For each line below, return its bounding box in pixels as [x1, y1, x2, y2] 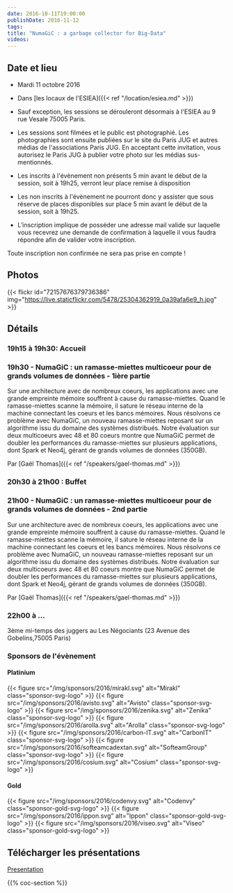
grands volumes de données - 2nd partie [7, 505, 148, 514]
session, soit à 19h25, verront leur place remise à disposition [17, 178, 191, 187]
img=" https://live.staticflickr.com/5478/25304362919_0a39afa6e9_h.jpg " [7, 295, 217, 303]
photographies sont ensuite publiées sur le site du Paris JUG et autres [17, 135, 218, 144]
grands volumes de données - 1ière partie [7, 371, 151, 381]
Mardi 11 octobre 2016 [17, 80, 81, 89]
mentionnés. [17, 158, 54, 166]
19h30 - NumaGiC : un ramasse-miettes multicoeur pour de [7, 362, 212, 372]
